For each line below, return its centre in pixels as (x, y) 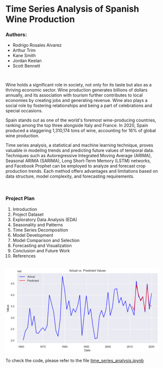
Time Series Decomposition (40, 230)
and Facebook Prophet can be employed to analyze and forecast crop (75, 166)
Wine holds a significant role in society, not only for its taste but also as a (79, 85)
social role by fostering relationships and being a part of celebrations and (79, 105)
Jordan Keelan (27, 61)
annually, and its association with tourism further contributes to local (74, 95)
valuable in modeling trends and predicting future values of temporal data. (80, 150)
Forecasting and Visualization (42, 245)
